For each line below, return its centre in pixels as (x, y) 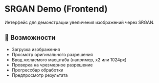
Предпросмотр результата (40, 75)
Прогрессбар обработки (37, 70)
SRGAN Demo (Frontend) (56, 9)
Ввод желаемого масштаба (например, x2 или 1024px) (69, 60)
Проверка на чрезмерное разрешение (52, 65)
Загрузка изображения (36, 49)
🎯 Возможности (30, 38)
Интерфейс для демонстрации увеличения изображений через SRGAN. (79, 22)
